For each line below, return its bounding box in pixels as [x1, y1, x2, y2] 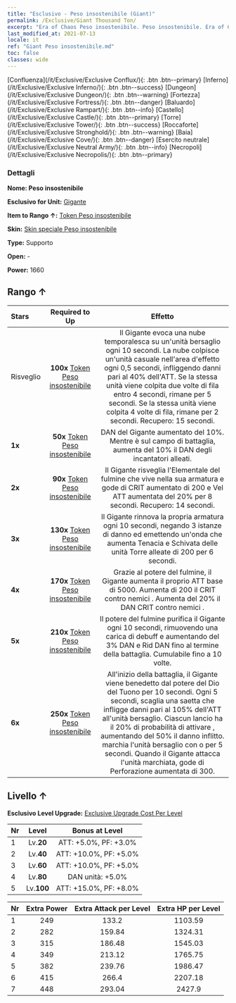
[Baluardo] [164, 98, 195, 106]
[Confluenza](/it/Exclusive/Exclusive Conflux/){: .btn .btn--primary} [7, 75, 202, 84]
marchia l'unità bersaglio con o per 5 [101, 740, 223, 749]
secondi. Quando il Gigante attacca [104, 748, 221, 758]
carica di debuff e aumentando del [105, 631, 220, 641]
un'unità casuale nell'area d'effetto [105, 354, 220, 363]
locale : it [7, 37, 39, 44]
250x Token [50, 709, 91, 718]
